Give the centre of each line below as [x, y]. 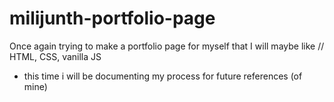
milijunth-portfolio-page [112, 18]
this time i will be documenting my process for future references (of [163, 76]
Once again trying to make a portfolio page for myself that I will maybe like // [167, 46]
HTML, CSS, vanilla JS [55, 56]
